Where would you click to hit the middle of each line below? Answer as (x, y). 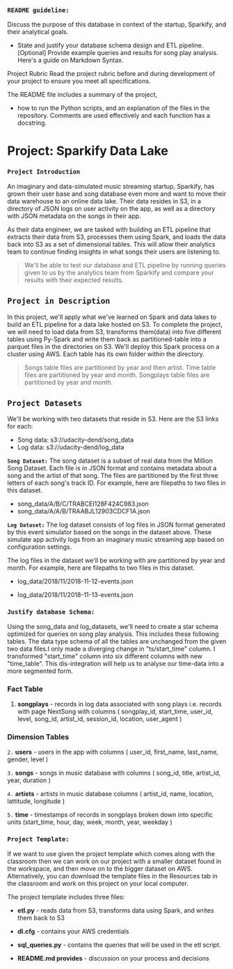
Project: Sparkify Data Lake (88, 151)
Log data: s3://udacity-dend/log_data (71, 447)
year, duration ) (29, 780)
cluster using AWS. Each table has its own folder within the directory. (106, 354)
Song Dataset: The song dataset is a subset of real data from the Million (110, 461)
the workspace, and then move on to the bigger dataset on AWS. (100, 868)
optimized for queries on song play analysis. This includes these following (113, 634)
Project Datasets (45, 403)
